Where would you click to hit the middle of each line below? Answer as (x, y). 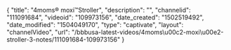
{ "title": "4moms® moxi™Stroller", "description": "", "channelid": (99, 10)
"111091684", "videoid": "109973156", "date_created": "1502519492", (105, 17)
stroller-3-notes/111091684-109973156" (64, 40)
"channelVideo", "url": (39, 32)
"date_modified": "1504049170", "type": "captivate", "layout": (95, 25)
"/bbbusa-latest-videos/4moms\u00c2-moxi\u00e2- (148, 32)
